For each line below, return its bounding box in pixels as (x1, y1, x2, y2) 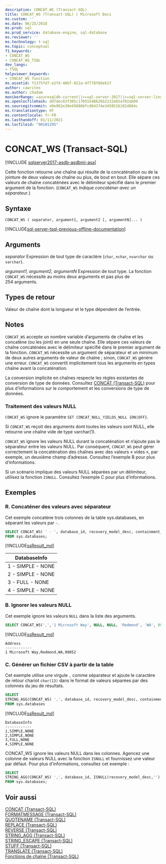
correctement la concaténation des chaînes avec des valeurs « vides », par (5, 449, 158, 455)
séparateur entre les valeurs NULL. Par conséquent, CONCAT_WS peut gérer (5, 443, 155, 449)
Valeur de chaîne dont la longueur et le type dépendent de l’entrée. (5, 306, 142, 312)
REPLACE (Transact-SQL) (5, 822, 57, 827)
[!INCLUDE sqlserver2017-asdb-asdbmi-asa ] (5, 159, 96, 165)
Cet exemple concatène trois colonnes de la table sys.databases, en (5, 514, 144, 520)
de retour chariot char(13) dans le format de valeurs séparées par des (5, 677, 148, 683)
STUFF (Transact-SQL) (5, 843, 52, 849)
